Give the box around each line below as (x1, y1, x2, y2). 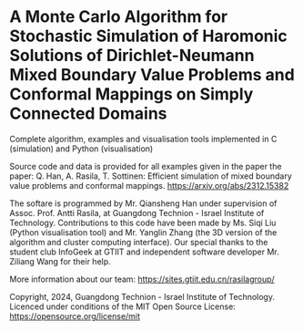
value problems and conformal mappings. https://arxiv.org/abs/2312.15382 (9, 180, 289, 191)
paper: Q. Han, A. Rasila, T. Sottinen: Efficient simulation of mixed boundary (9, 171, 293, 181)
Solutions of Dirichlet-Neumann (9, 46, 255, 66)
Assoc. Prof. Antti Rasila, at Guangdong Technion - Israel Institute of (9, 207, 265, 218)
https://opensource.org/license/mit (9, 310, 141, 321)
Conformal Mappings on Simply (9, 84, 254, 105)
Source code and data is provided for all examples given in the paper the (9, 160, 282, 171)
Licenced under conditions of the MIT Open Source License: (9, 301, 237, 312)
